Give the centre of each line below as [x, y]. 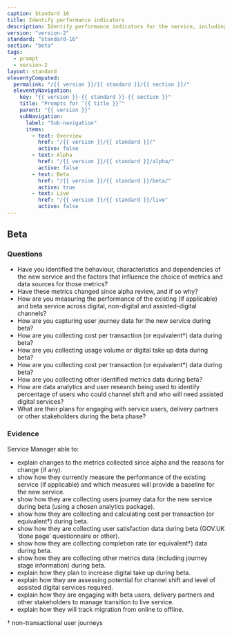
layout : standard [32, 71]
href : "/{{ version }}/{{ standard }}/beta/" [104, 180]
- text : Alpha [52, 155]
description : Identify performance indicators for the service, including [117, 26]
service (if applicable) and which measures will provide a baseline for [116, 484]
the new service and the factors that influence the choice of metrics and [120, 277]
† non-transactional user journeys [55, 622]
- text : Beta [51, 174]
